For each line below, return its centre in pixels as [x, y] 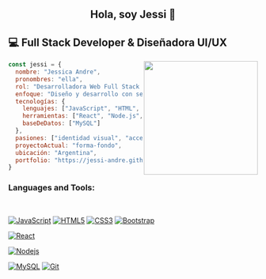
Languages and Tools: [51, 188]
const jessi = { [35, 65]
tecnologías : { [40, 101]
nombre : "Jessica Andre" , [58, 72]
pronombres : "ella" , [49, 79]
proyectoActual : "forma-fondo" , [69, 145]
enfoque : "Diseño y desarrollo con [74, 94]
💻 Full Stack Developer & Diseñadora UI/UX [118, 42]
